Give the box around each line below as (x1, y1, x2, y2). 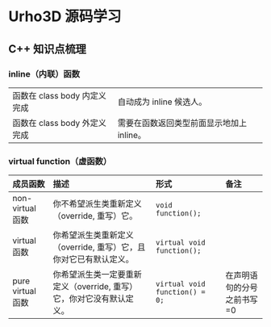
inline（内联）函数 (8, 68, 81, 79)
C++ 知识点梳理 (8, 42, 87, 56)
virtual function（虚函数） (8, 155, 112, 166)
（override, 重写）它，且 (52, 241, 146, 253)
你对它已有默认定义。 (52, 254, 135, 265)
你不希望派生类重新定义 (52, 199, 143, 210)
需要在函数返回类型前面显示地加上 (117, 117, 248, 128)
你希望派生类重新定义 (52, 229, 135, 241)
